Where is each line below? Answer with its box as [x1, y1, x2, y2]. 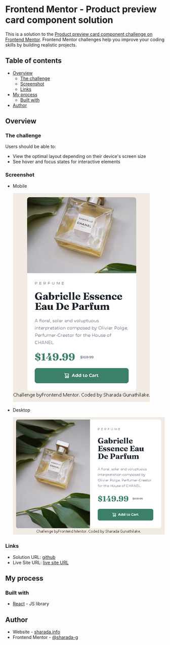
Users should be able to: [5, 143, 57, 150]
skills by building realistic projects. [5, 42, 77, 48]
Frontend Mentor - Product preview [5, 4, 157, 15]
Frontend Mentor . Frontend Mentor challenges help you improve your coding [5, 36, 165, 43]
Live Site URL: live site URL [12, 559, 69, 566]
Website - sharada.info [12, 629, 61, 635]
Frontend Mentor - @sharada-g [12, 634, 78, 640]
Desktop [12, 407, 30, 413]
